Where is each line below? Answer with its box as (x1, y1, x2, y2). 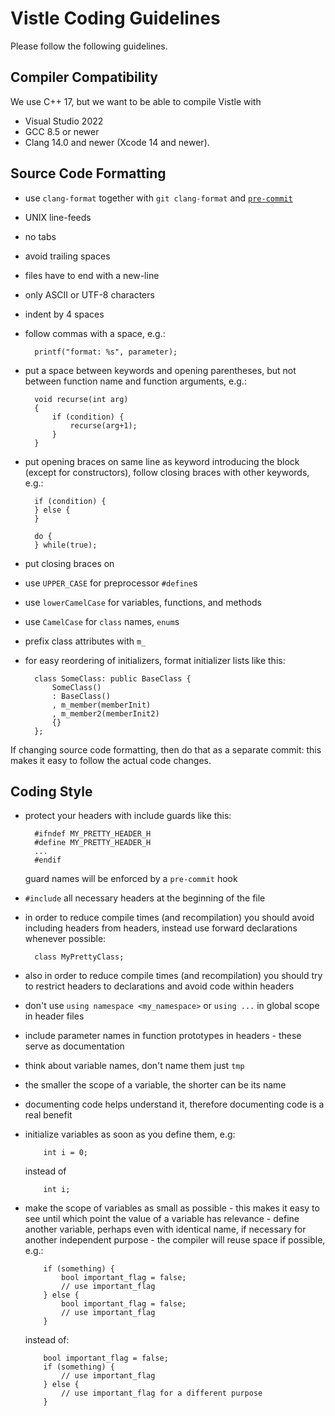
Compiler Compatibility (10, 69, 158, 86)
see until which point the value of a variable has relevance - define (24, 1213, 300, 1225)
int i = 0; (43, 1148, 89, 1158)
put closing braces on (24, 557, 115, 569)
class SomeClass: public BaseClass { (34, 673, 192, 684)
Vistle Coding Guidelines (10, 7, 221, 30)
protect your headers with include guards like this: (24, 810, 232, 822)
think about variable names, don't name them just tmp (24, 1060, 245, 1072)
